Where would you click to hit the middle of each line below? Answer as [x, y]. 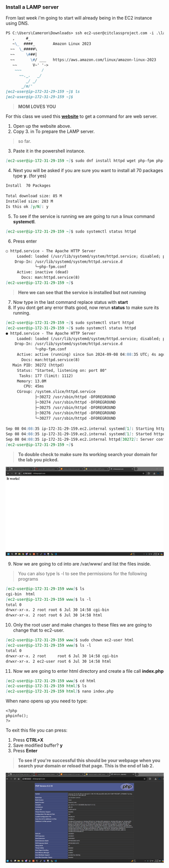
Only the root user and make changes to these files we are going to [82, 625]
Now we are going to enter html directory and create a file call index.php [88, 671]
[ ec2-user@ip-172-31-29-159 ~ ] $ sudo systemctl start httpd [70, 323]
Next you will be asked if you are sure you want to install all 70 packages [88, 170]
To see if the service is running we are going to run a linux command [84, 216]
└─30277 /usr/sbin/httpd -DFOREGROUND [75, 418]
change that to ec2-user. [39, 630]
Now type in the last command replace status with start [70, 302]
